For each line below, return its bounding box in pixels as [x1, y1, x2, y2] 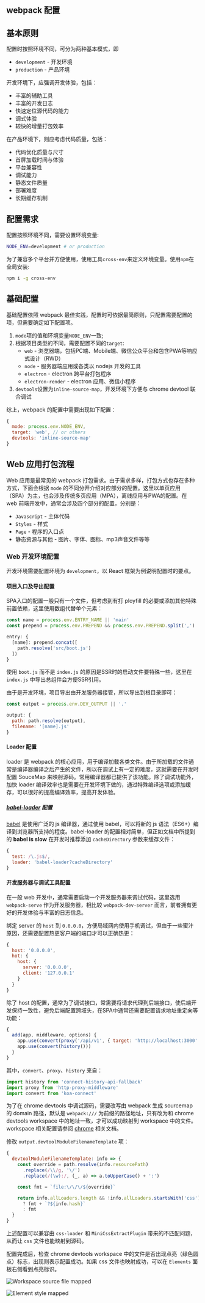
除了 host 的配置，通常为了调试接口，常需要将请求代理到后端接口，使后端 [6, 998, 192, 1006]
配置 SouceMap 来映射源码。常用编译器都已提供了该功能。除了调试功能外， [6, 773, 197, 780]
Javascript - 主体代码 [15, 512, 70, 520]
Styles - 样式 [15, 520, 49, 527]
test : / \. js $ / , [12, 853, 51, 860]
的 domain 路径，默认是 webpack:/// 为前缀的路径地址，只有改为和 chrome [6, 1110, 194, 1117]
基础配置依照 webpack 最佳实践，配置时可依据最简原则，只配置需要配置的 [6, 311, 193, 319]
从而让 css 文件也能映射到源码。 [6, 1237, 87, 1245]
